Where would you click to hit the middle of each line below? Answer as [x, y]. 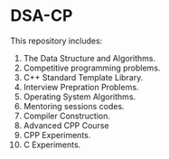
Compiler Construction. [67, 116]
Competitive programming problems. [92, 68]
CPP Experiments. [57, 135]
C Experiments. [52, 145]
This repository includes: [56, 41]
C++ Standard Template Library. [83, 77]
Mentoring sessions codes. [74, 106]
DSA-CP [42, 16]
